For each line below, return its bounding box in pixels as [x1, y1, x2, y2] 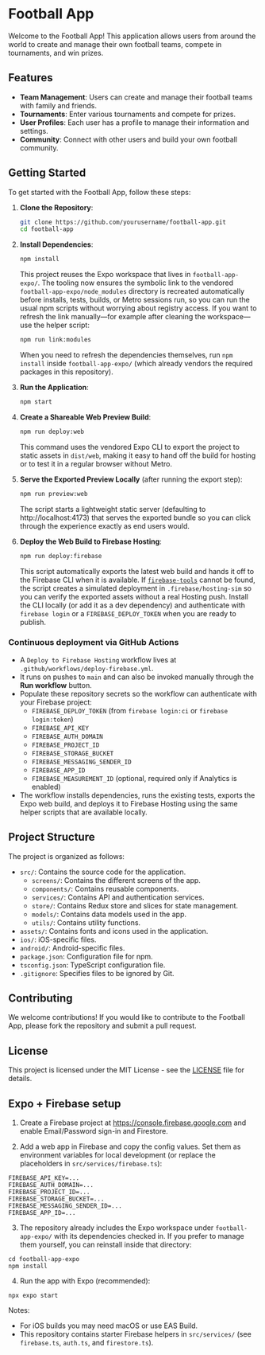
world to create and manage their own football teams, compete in [8, 39, 222, 49]
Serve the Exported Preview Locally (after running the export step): [19, 474, 243, 484]
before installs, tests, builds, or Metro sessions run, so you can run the [19, 295, 250, 305]
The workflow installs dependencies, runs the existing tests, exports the [19, 790, 255, 800]
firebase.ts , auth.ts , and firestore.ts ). [19, 1338, 154, 1348]
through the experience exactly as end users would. [19, 521, 190, 530]
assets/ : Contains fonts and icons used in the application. [19, 926, 209, 935]
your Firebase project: [19, 697, 93, 707]
